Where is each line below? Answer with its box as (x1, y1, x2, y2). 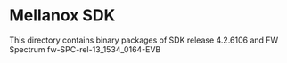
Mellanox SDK (9, 5, 116, 26)
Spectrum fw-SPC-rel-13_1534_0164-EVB (9, 43, 161, 54)
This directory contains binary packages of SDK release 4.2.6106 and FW (9, 35, 279, 45)
